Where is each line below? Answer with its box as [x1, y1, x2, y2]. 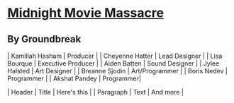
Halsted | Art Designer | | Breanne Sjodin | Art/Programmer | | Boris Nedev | [7, 67, 228, 75]
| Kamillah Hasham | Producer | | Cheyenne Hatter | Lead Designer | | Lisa [7, 51, 223, 60]
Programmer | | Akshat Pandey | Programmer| [7, 74, 142, 83]
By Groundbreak [7, 33, 82, 45]
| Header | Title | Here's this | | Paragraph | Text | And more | [7, 88, 184, 96]
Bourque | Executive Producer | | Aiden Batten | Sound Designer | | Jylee [7, 59, 220, 68]
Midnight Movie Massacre [7, 5, 165, 21]
